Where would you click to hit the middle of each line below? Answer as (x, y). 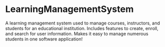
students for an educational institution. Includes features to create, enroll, (82, 28)
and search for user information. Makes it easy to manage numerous (77, 33)
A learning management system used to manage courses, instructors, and (83, 23)
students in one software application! (44, 39)
